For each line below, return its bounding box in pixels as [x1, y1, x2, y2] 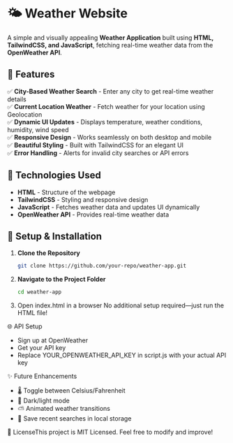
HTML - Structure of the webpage [17, 188, 116, 196]
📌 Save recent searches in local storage [17, 414, 132, 423]
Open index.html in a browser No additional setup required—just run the [17, 301, 225, 310]
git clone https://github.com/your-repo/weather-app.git [17, 263, 187, 270]
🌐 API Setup [7, 322, 43, 331]
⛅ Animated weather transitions [17, 405, 110, 413]
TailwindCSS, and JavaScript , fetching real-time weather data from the [7, 41, 213, 49]
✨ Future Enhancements [7, 372, 77, 381]
